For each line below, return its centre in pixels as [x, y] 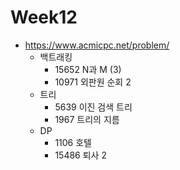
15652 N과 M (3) [88, 69]
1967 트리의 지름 [87, 119]
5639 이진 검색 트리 [93, 107]
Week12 [44, 17]
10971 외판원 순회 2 [93, 82]
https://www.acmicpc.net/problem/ [97, 45]
